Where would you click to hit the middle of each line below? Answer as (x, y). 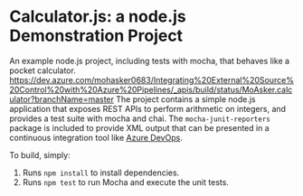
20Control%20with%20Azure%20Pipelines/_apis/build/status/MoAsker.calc (151, 89)
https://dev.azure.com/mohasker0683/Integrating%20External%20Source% (151, 79)
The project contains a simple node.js (186, 99)
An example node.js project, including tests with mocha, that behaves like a (150, 61)
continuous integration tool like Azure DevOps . (96, 137)
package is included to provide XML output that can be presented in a (139, 127)
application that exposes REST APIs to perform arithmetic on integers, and (148, 108)
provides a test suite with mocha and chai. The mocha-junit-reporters (140, 118)
